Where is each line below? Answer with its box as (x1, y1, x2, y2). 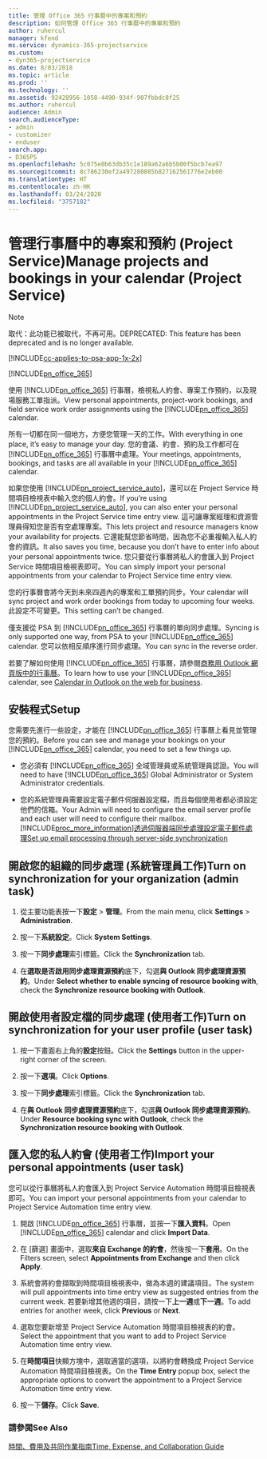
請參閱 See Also (8, 1421, 68, 1433)
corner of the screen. (37, 1054, 108, 1064)
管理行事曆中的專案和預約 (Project (8, 234, 234, 253)
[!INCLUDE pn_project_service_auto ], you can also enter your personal (8, 502, 238, 512)
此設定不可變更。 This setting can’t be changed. (8, 606, 164, 616)
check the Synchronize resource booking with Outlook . (19, 985, 206, 995)
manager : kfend (8, 34, 59, 42)
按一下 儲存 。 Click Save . (19, 1400, 100, 1409)
